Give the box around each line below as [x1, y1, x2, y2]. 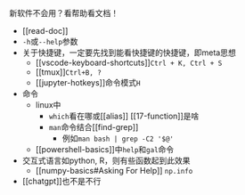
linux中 [35, 100, 61, 110]
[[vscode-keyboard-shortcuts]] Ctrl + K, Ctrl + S [35, 57, 223, 68]
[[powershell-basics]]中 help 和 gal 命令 [35, 144, 175, 154]
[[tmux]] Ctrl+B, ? [35, 67, 102, 77]
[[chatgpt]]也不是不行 [21, 176, 102, 186]
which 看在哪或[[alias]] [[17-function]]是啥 [48, 110, 200, 121]
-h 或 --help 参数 [21, 37, 78, 46]
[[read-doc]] [21, 26, 69, 36]
